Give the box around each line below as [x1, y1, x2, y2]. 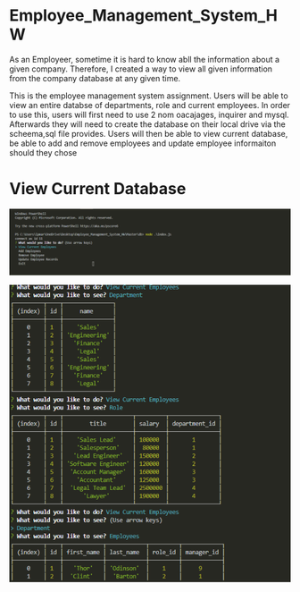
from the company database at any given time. [9, 72, 181, 83]
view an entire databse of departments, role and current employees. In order [9, 99, 291, 110]
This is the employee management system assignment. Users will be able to [9, 90, 288, 101]
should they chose [9, 147, 78, 157]
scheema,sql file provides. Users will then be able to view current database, [9, 128, 288, 139]
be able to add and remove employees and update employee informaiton [9, 138, 277, 148]
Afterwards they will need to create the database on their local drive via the [9, 118, 286, 130]
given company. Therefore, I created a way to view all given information [9, 63, 273, 74]
